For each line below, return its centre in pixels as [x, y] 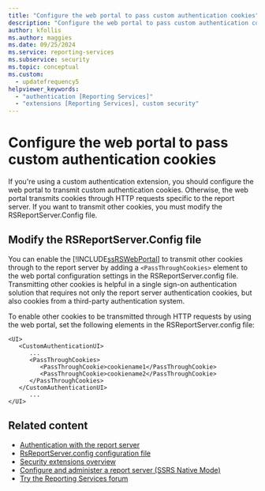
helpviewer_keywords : [44, 89]
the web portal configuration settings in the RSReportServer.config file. [123, 276]
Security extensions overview [68, 461]
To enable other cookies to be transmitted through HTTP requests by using [130, 316]
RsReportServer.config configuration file [85, 453]
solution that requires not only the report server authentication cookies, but [130, 293]
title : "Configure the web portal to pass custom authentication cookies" [134, 15]
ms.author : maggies [40, 38]
